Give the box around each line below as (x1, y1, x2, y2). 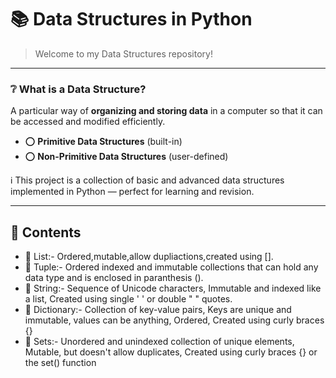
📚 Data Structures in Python (10, 8, 253, 31)
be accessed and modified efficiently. (10, 116, 166, 128)
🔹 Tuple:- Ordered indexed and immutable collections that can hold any (24, 261, 319, 273)
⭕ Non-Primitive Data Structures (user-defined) (24, 151, 229, 163)
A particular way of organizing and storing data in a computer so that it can (10, 105, 323, 117)
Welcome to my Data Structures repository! (34, 47, 213, 60)
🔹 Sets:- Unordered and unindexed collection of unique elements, (24, 336, 295, 348)
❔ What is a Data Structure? (10, 82, 147, 96)
